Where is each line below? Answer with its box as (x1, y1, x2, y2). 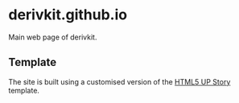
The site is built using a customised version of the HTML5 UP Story (8, 76, 231, 86)
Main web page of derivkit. (8, 32, 97, 42)
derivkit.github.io (8, 6, 127, 24)
